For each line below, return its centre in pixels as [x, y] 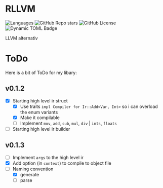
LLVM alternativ [22, 38]
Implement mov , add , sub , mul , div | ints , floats [69, 123]
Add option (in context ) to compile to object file [62, 163]
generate [30, 175]
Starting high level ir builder [41, 129]
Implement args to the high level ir [48, 157]
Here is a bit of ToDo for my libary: [41, 72]
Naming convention [33, 169]
